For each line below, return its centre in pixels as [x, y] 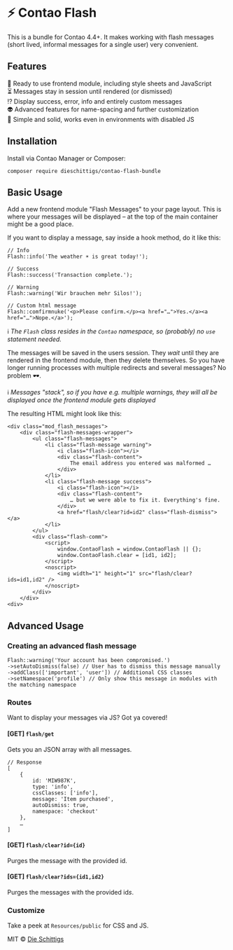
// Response [24, 762]
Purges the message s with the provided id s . [71, 892]
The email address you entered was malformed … [140, 463]
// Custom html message [42, 306]
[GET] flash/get [31, 734]
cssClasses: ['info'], [65, 793]
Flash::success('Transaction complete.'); [70, 275]
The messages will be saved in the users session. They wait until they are [113, 353]
